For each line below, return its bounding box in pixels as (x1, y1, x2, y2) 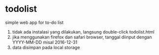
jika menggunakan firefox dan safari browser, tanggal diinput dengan (12, 34, 152, 40)
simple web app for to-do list (5, 19, 64, 25)
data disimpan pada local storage (12, 44, 80, 50)
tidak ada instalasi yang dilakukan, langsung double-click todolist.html (12, 29, 155, 35)
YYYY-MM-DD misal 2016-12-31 (12, 39, 78, 45)
